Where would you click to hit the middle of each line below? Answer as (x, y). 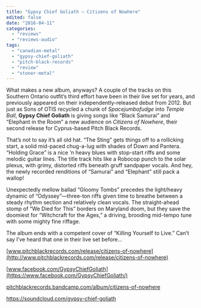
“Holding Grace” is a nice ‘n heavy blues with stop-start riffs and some (93, 153)
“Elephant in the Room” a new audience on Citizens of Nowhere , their (92, 122)
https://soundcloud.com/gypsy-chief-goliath (61, 299)
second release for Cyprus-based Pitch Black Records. (74, 128)
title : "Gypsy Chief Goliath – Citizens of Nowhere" (73, 12)
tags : (13, 46)
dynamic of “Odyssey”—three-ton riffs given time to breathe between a (94, 196)
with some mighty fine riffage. (43, 222)
